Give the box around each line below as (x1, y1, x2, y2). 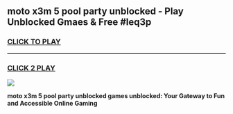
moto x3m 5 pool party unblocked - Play (7, 6, 184, 17)
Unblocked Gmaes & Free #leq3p (7, 17, 152, 28)
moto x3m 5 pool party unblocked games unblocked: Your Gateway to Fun (7, 91, 225, 99)
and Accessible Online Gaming (7, 99, 98, 107)
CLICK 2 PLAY (7, 63, 55, 73)
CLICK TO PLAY (7, 37, 61, 47)
